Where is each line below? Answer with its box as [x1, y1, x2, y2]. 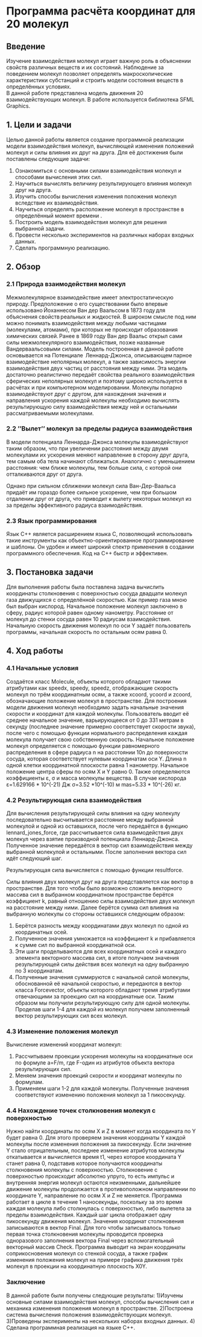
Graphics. [6, 102, 31, 110]
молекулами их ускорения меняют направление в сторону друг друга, [6, 451, 189, 458]
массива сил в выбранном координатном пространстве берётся [6, 891, 174, 898]
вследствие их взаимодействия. [14, 199, 99, 206]
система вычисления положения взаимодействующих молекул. [6, 1311, 172, 1318]
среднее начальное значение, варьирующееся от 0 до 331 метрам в [6, 716, 184, 724]
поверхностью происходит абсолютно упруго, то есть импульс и [6, 1173, 175, 1180]
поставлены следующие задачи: [6, 155, 90, 162]
